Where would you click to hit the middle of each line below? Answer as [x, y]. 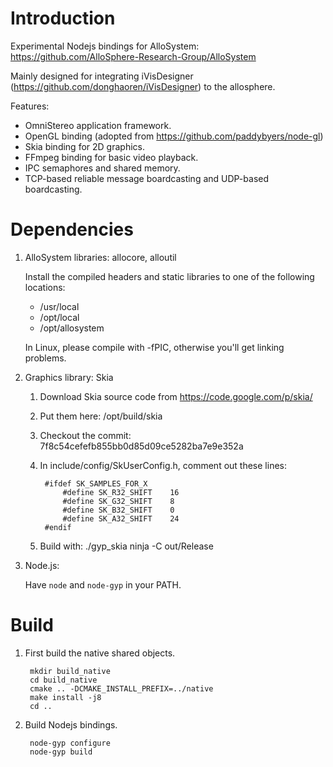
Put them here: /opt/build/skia [101, 416]
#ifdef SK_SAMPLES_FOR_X [96, 483]
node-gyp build [61, 752]
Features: [30, 106]
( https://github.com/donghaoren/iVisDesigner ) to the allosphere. [143, 86]
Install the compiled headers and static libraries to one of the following [169, 276]
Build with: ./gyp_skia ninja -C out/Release [126, 546]
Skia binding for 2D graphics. [84, 146]
